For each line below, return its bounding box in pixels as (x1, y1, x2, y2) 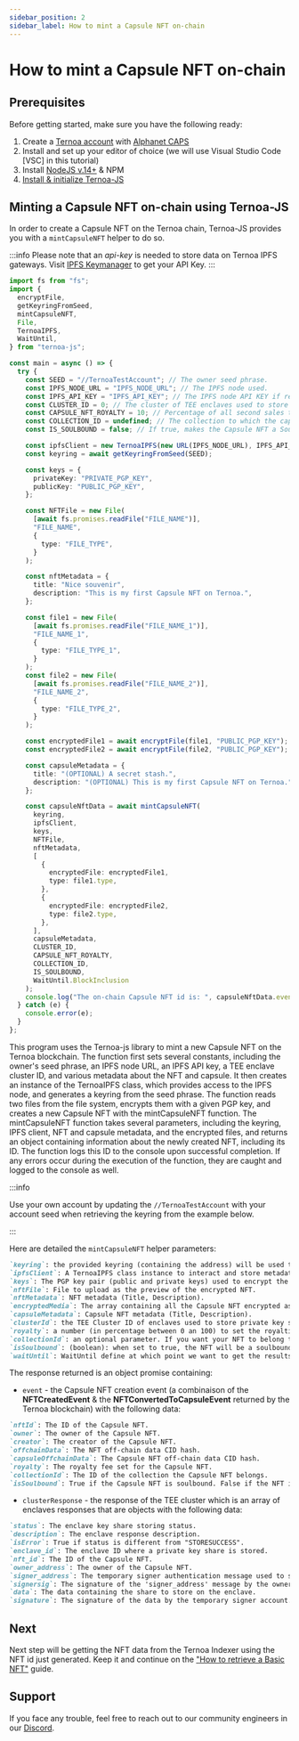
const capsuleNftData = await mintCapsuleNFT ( (25, 802, 201, 811)
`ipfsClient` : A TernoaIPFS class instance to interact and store (9, 1268, 261, 1278)
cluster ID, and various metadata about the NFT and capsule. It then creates (9, 1070, 287, 1080)
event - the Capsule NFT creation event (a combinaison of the (21, 1385, 249, 1395)
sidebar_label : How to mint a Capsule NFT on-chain (9, 21, 205, 30)
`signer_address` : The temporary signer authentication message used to (9, 1571, 285, 1581)
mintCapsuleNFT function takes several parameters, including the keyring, (9, 1117, 282, 1127)
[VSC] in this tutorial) (21, 155, 100, 166)
